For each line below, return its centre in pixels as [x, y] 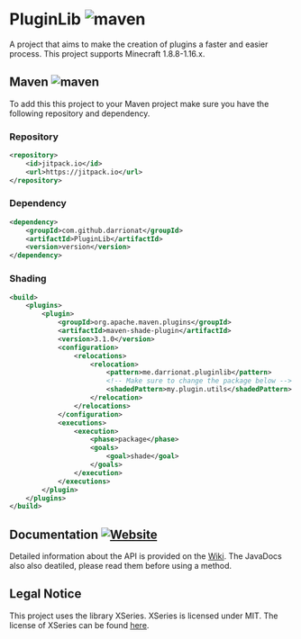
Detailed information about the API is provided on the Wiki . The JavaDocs [146, 556]
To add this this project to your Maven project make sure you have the [139, 103]
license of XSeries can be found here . [79, 625]
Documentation [54, 534]
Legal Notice [46, 594]
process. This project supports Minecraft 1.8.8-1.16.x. [107, 53]
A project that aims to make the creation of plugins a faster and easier [139, 44]
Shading [28, 279]
